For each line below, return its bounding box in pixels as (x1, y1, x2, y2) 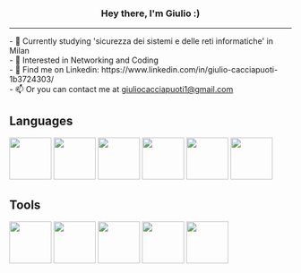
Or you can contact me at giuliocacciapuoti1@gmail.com (25, 84, 234, 95)
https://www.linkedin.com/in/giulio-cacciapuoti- (101, 64, 279, 75)
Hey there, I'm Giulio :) (100, 7, 201, 20)
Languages (9, 113, 73, 128)
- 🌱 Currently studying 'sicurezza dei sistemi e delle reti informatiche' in (9, 36, 273, 47)
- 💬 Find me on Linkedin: (9, 64, 100, 75)
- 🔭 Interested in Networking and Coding (9, 55, 159, 65)
